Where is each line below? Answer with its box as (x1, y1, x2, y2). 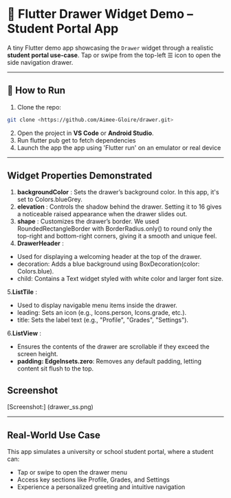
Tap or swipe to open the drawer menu (16, 468, 128, 477)
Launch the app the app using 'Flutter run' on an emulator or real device (16, 143, 221, 152)
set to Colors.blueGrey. (16, 196, 82, 204)
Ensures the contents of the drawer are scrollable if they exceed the (16, 342, 210, 351)
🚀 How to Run (7, 85, 66, 96)
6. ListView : (7, 329, 42, 338)
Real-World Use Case (7, 429, 101, 441)
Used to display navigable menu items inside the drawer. (16, 301, 177, 309)
